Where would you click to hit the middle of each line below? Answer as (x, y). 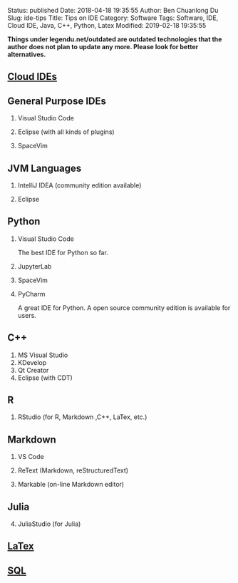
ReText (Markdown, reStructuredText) (73, 470)
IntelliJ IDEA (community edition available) (79, 185)
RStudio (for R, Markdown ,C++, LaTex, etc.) (82, 417)
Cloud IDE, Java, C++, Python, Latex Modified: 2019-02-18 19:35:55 (107, 25)
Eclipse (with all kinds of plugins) (66, 132)
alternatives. (27, 54)
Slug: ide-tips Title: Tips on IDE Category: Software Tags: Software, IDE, (113, 18)
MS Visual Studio (43, 355)
